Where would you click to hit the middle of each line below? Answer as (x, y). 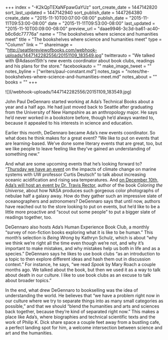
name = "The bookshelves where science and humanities (99, 34)
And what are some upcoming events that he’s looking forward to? (73, 164)
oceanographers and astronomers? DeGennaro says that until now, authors (83, 201)
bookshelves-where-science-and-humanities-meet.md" (63, 77)
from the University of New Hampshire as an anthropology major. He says (81, 112)
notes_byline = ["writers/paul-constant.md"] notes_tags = (65, 71)
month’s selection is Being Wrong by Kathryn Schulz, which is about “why (81, 238)
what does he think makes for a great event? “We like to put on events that (82, 138)
